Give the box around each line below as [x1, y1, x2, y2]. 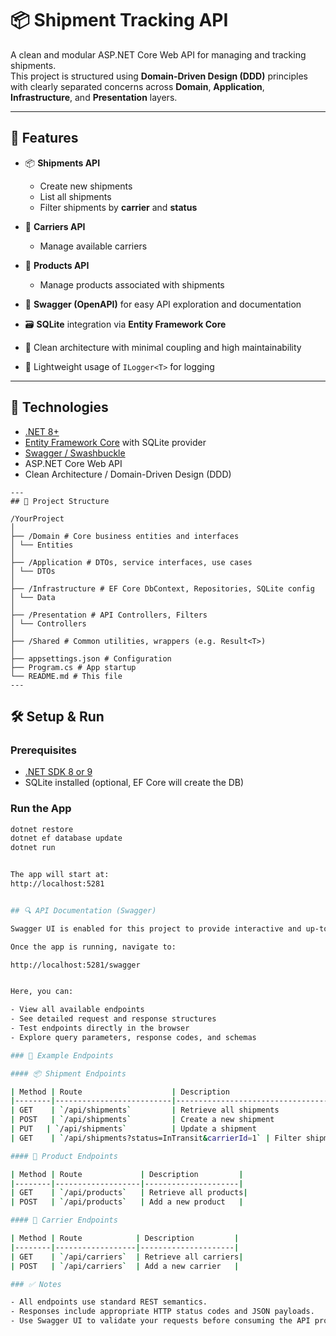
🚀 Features [10, 130, 79, 147]
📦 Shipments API [24, 157, 101, 169]
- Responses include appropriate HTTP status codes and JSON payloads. [10, 1307, 315, 1317]
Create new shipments [39, 180, 133, 192]
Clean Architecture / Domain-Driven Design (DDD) [24, 468, 232, 480]
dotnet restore [10, 824, 74, 834]
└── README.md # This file [10, 671, 123, 681]
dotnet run [10, 843, 56, 853]
